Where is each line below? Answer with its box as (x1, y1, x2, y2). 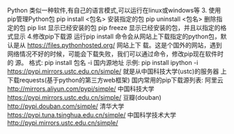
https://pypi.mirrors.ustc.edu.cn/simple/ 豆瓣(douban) (7, 94, 162, 101)
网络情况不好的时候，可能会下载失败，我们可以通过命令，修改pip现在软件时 (7, 50, 224, 58)
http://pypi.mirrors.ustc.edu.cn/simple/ (7, 119, 118, 127)
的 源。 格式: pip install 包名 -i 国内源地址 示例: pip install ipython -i (7, 59, 198, 66)
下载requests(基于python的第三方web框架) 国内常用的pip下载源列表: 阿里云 (7, 76, 224, 84)
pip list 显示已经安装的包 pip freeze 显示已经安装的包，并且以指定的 (26, 24, 221, 31)
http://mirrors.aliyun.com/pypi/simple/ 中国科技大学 (7, 84, 155, 93)
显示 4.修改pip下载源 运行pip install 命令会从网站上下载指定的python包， (13, 32, 221, 40)
